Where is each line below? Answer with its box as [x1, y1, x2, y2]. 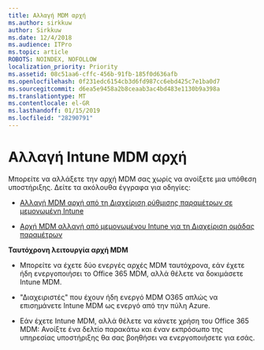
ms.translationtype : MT [8, 92, 87, 100]
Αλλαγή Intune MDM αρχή [8, 148, 188, 166]
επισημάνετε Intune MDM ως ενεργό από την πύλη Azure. [19, 300, 210, 310]
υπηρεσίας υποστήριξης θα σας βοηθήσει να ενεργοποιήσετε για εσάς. [19, 333, 255, 342]
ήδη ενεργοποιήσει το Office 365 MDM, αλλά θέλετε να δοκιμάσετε [19, 269, 244, 278]
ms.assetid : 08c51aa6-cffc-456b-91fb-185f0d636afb [8, 70, 178, 78]
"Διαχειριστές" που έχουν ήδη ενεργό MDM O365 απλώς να [19, 292, 218, 302]
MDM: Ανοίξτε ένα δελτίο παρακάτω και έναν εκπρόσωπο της [19, 324, 223, 333]
